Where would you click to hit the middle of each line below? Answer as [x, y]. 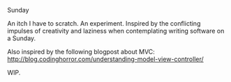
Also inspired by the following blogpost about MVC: [81, 52]
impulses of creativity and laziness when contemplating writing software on [116, 31]
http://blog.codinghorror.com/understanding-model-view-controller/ [105, 59]
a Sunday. [22, 38]
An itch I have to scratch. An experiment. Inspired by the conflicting [104, 23]
